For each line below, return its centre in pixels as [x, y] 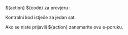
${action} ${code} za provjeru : [38, 8]
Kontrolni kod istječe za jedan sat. [41, 17]
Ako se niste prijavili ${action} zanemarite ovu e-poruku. [64, 27]
